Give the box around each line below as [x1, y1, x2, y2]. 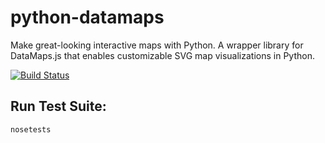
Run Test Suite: [10, 98, 107, 115]
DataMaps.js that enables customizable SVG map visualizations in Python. [10, 49, 315, 61]
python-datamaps [10, 6, 165, 29]
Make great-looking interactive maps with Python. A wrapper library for [10, 39, 304, 51]
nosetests [10, 124, 52, 135]
